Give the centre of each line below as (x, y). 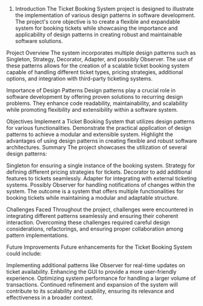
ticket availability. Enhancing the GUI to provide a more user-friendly (92, 272)
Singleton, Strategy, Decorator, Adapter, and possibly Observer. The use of (100, 59)
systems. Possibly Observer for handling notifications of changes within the (101, 185)
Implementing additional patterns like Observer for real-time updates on (96, 265)
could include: (24, 253)
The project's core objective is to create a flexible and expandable (98, 22)
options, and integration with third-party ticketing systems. (80, 79)
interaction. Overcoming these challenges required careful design (88, 222)
